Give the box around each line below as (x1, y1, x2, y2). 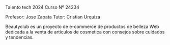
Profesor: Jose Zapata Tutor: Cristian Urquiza (5, 14, 100, 19)
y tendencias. (5, 34, 34, 40)
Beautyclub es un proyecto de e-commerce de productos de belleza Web (5, 23, 159, 29)
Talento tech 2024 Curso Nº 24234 (5, 4, 80, 10)
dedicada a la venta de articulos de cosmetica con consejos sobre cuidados (5, 29, 165, 34)
